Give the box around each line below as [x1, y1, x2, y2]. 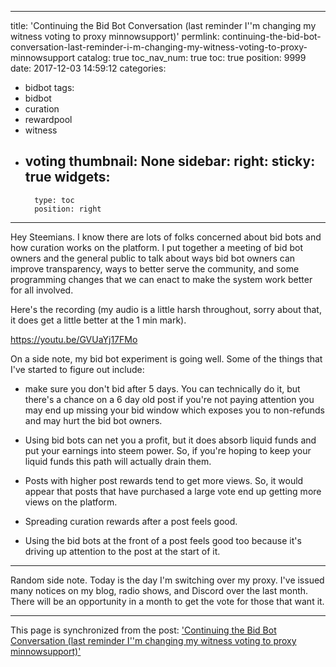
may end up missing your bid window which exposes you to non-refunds [24, 404, 325, 416]
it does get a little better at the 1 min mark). [10, 314, 187, 326]
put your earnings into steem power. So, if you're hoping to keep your [24, 444, 312, 456]
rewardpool [24, 114, 73, 125]
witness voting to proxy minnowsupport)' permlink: [10, 31, 220, 42]
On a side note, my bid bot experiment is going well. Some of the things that [10, 352, 323, 365]
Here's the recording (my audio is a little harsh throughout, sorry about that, [10, 303, 322, 315]
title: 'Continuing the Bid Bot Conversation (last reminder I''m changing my [10, 20, 317, 31]
